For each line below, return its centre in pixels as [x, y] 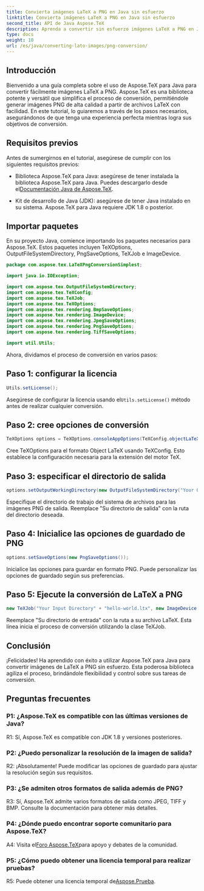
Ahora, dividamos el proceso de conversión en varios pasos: [82, 355]
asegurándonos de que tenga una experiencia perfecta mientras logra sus [99, 117]
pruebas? [21, 868]
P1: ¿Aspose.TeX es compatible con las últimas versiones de [97, 716]
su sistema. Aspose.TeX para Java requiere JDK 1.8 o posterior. [94, 207]
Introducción [31, 71]
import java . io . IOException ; [43, 276]
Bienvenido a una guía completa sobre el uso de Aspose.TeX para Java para [102, 85]
